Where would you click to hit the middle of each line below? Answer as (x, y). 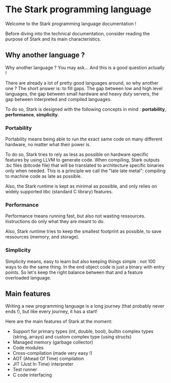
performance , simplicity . (32, 114)
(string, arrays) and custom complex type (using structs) (72, 337)
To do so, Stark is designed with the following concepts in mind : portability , (86, 109)
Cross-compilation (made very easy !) (53, 353)
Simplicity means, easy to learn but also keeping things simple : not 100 (80, 261)
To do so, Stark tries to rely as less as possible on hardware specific (77, 154)
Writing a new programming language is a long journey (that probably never (85, 306)
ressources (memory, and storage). (42, 237)
